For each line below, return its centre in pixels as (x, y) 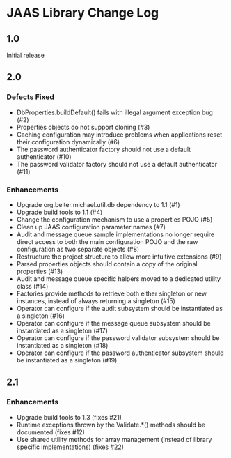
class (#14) (32, 286)
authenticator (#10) (44, 157)
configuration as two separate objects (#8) (78, 249)
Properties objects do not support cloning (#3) (83, 127)
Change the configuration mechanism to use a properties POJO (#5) (114, 219)
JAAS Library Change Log (83, 13)
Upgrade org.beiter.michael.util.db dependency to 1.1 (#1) (98, 204)
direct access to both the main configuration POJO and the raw (107, 241)
